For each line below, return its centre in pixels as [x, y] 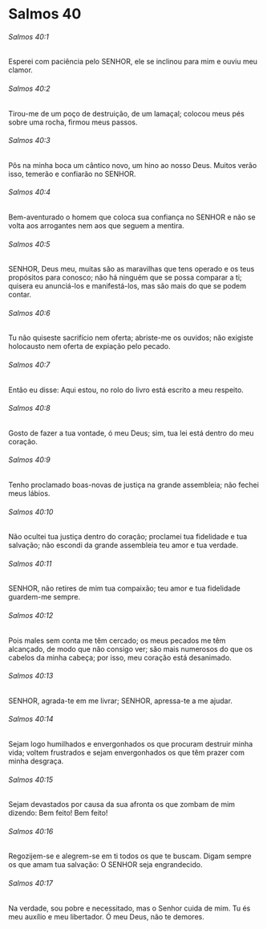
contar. [20, 295]
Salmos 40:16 [31, 831]
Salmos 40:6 [29, 313]
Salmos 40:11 [30, 563]
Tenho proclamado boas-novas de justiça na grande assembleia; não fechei [133, 485]
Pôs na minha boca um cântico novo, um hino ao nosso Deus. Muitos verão [133, 165]
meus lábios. [29, 493]
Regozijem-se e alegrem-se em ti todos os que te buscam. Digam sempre [130, 856]
